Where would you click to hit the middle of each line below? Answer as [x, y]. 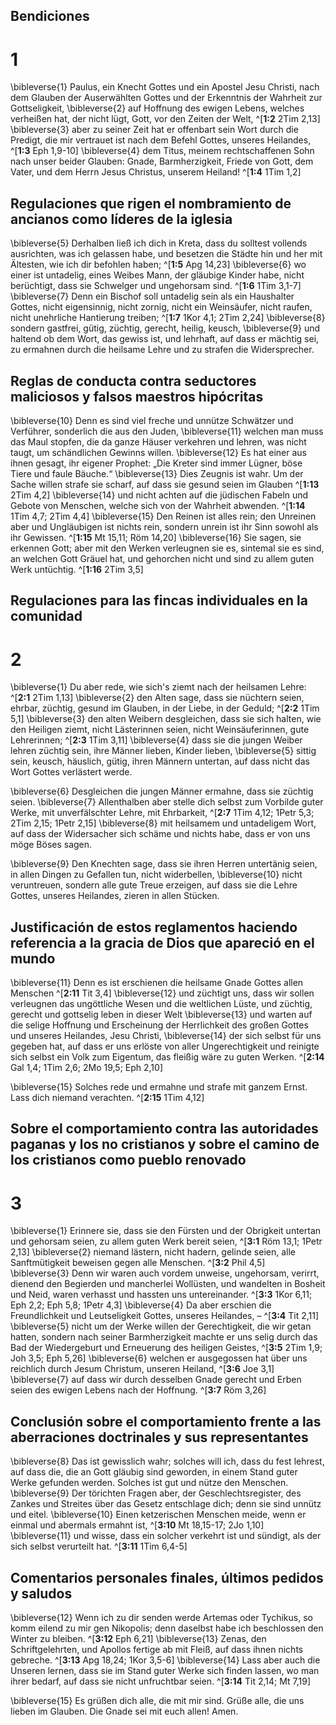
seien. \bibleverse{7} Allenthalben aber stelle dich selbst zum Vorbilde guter [167, 802]
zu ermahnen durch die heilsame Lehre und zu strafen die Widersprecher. [162, 350]
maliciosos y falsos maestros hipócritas [137, 396]
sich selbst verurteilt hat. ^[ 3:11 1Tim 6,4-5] [99, 1546]
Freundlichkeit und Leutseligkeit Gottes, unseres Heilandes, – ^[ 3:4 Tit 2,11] [165, 1316]
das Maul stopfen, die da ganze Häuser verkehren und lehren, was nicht [158, 441]
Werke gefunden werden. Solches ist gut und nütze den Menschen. [149, 1483]
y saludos [41, 1593]
